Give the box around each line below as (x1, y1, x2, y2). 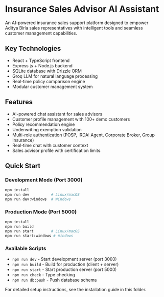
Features (5, 98, 33, 106)
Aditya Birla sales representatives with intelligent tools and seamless (5, 25, 143, 30)
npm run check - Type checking (12, 271, 75, 277)
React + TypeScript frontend (12, 58, 70, 63)
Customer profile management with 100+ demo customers (12, 116, 130, 122)
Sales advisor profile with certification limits (12, 148, 101, 153)
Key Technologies (5, 44, 61, 53)
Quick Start (5, 161, 41, 170)
